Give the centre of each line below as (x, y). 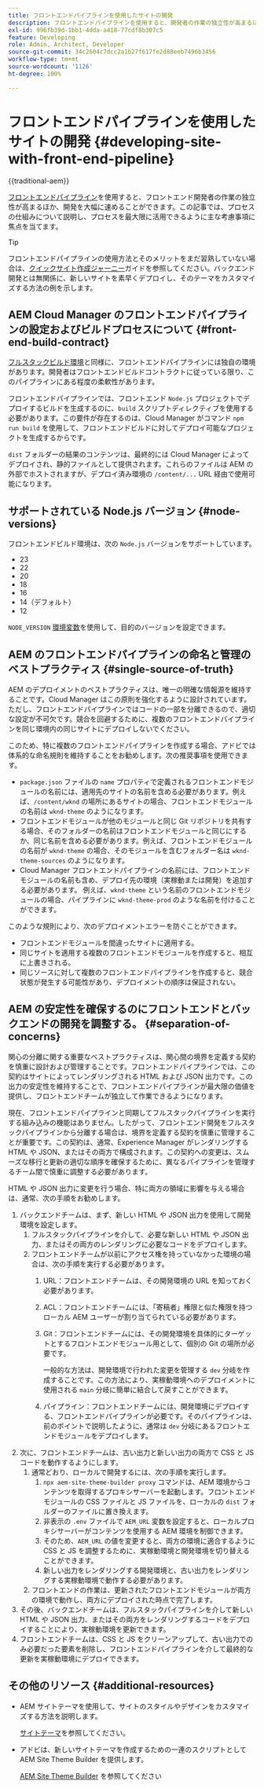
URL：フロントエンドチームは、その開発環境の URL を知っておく (148, 1281)
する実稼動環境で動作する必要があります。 (118, 1580)
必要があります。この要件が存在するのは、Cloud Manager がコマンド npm (126, 418)
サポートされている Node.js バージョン (102, 511)
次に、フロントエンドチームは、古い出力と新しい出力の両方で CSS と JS (136, 1452)
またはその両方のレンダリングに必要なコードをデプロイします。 (148, 1244)
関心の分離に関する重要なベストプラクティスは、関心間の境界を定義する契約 (132, 1057)
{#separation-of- (187, 1024)
